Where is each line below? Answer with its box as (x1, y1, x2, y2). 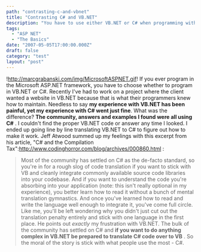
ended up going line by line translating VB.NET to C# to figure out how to (6, 126, 186, 133)
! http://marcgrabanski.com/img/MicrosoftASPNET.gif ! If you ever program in (6, 75, 194, 82)
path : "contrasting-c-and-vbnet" (6, 8, 90, 15)
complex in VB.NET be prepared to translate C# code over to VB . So (20, 232, 194, 239)
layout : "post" (6, 59, 44, 64)
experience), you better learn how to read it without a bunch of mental (20, 188, 194, 195)
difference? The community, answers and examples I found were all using (6, 113, 193, 120)
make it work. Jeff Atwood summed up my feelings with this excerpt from (6, 132, 187, 139)
